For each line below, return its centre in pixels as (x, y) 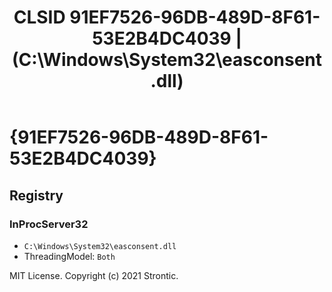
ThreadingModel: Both (69, 256)
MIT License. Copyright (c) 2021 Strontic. (94, 275)
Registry (36, 195)
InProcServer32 (49, 224)
